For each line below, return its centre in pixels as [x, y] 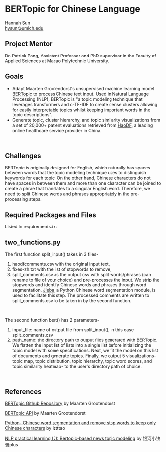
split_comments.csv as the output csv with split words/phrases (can [82, 274]
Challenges [23, 155]
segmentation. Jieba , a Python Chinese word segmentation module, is [84, 290]
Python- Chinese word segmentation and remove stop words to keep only [81, 423]
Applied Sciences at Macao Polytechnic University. [57, 61]
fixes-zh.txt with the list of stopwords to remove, [62, 269]
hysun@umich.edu [24, 28]
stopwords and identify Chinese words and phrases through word [79, 285]
